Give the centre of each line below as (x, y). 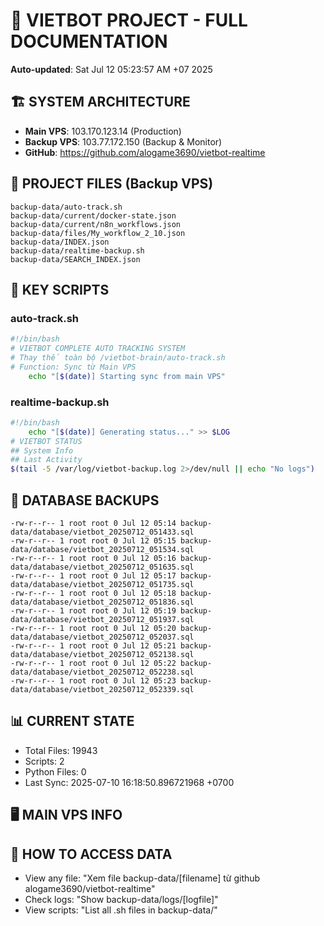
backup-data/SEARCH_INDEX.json (75, 259)
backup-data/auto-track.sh (66, 207)
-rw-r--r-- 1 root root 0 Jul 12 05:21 (93, 645)
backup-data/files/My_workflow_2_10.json (98, 233)
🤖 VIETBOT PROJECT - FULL (129, 20)
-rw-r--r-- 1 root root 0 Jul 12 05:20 (93, 628)
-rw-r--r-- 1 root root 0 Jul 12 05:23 (93, 680)
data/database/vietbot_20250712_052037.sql (102, 637)
